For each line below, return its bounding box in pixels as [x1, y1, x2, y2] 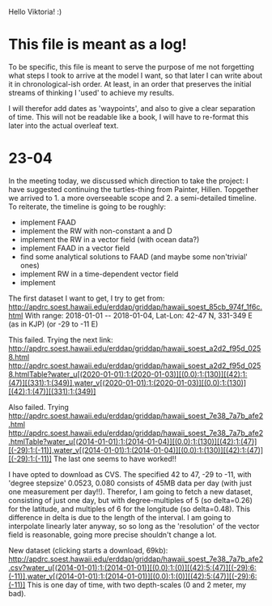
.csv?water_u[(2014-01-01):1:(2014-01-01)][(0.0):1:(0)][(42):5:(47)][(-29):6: [8, 562, 257, 572]
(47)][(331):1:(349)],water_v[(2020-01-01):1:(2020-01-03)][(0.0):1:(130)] [8, 378, 247, 387]
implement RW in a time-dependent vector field [19, 269, 179, 279]
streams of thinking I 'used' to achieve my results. [8, 87, 175, 97]
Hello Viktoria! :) [8, 7, 62, 16]
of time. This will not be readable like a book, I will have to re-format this [8, 112, 249, 122]
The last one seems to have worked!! [53, 454, 176, 463]
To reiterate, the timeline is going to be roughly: [8, 202, 166, 211]
